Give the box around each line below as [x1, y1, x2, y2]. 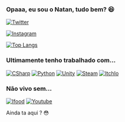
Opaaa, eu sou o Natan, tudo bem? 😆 [6, 5, 115, 14]
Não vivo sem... [6, 84, 52, 93]
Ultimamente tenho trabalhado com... [6, 56, 116, 64]
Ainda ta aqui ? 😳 [6, 109, 49, 116]
